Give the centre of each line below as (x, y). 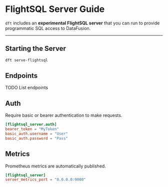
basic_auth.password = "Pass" (37, 138)
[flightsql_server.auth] (31, 125)
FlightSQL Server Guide (55, 9)
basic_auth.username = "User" (37, 134)
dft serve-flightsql (27, 60)
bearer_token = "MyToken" (32, 129)
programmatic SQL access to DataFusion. (48, 28)
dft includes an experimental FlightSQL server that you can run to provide (82, 23)
